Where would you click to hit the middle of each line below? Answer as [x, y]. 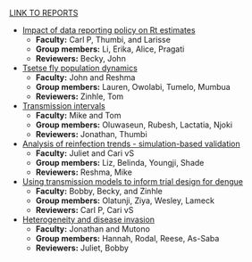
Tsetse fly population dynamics [80, 68]
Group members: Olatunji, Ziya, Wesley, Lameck [125, 201]
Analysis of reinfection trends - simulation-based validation [131, 143]
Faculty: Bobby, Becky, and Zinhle [99, 191]
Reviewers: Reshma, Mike [84, 172]
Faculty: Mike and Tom [78, 115]
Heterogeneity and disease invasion [88, 219]
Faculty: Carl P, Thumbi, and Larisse [103, 40]
